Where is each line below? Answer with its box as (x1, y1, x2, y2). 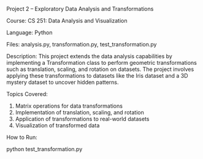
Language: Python (6, 29, 53, 36)
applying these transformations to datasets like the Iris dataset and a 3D (6, 72, 188, 79)
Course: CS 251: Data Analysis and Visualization (6, 17, 128, 24)
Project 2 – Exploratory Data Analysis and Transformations (6, 6, 154, 12)
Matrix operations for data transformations (15, 102, 123, 109)
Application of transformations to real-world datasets (15, 116, 150, 122)
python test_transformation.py (6, 146, 83, 152)
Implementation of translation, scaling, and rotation (15, 109, 144, 116)
